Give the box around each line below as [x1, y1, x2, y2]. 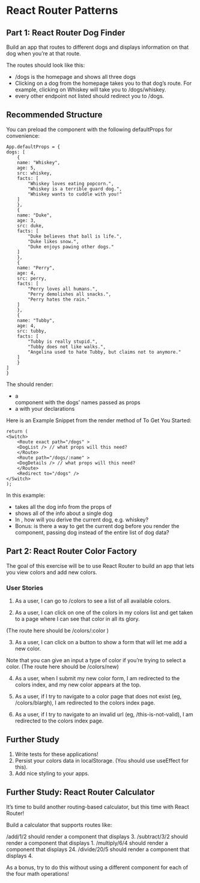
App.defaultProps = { [6, 144, 61, 150]
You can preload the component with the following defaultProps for [6, 126, 173, 133]
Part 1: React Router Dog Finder [6, 28, 126, 38]
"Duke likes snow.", [28, 238, 79, 244]
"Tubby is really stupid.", [28, 338, 98, 345]
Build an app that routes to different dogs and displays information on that [6, 43, 189, 51]
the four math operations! [6, 870, 69, 877]
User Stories [6, 583, 44, 592]
